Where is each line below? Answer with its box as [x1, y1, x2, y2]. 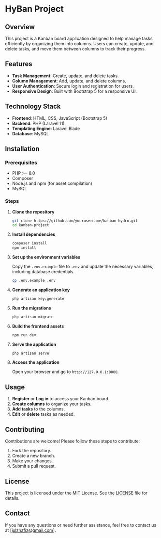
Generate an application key [12, 287, 70, 293]
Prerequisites [5, 159, 37, 166]
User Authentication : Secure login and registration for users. [12, 83, 134, 89]
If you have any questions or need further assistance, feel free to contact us [5, 522, 157, 528]
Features [5, 60, 32, 68]
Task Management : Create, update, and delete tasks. [12, 73, 119, 79]
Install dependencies [12, 231, 56, 237]
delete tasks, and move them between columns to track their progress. [5, 46, 146, 51]
